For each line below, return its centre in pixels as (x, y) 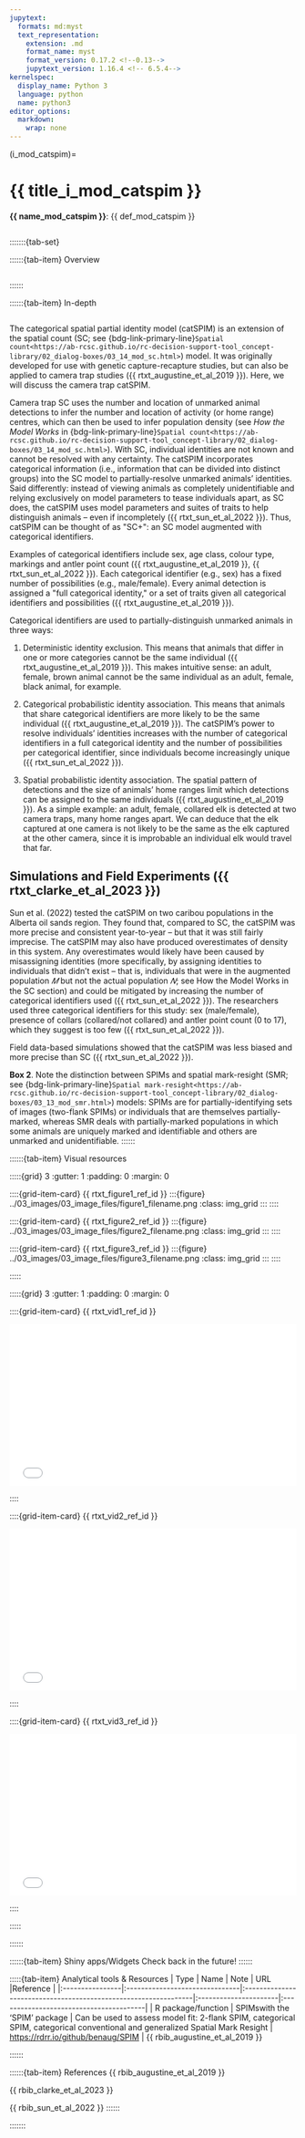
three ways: (31, 629)
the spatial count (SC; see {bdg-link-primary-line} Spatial (117, 337)
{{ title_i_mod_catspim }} (106, 191)
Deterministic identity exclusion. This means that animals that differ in (153, 648)
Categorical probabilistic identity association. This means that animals (153, 704)
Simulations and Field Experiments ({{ (119, 877)
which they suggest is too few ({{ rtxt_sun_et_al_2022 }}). (117, 1029)
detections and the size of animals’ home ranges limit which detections (156, 789)
